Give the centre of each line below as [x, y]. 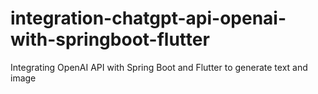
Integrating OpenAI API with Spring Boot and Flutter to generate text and [159, 67]
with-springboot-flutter [110, 39]
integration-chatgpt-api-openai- [148, 18]
